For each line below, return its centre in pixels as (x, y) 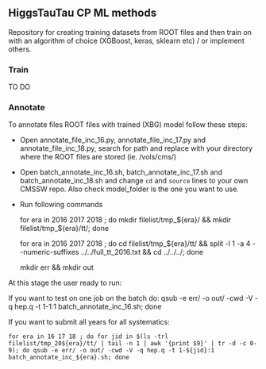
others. (20, 49)
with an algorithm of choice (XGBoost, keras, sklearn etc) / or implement (126, 40)
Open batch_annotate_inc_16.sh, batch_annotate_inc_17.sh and (121, 172)
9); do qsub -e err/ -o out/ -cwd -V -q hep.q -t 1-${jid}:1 (112, 351)
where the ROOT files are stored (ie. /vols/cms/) (98, 157)
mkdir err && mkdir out (56, 267)
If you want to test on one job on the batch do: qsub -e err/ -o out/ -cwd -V (131, 298)
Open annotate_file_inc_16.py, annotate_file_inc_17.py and (113, 140)
